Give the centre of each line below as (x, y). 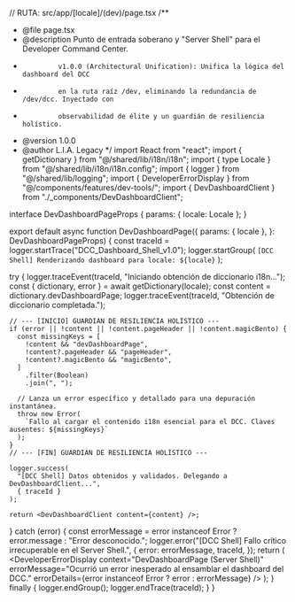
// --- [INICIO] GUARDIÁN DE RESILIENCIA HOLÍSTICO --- (114, 321)
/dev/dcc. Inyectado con (68, 99)
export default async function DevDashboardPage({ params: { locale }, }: (142, 231)
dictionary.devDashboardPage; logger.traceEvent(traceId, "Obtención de (142, 295)
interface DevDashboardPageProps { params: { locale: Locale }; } (128, 214)
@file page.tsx (48, 30)
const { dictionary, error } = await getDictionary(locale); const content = (140, 286)
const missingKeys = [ (59, 336)
